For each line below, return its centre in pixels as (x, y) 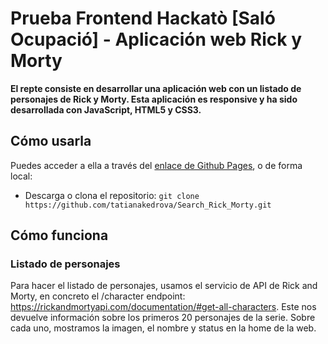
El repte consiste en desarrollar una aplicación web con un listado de (156, 88)
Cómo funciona (59, 235)
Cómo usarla (51, 141)
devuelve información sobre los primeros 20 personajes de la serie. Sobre (163, 318)
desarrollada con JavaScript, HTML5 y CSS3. (106, 109)
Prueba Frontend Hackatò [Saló (143, 18)
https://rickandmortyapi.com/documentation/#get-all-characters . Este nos (163, 307)
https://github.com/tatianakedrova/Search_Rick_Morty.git (148, 205)
